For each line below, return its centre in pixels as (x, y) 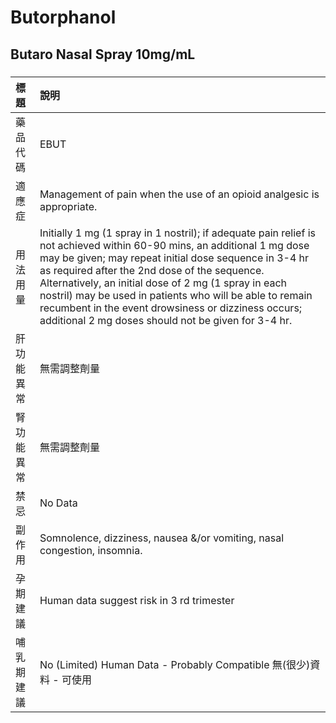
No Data (58, 503)
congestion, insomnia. (91, 550)
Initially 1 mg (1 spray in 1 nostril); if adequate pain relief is (177, 233)
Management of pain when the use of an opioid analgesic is (179, 194)
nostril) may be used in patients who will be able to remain (176, 295)
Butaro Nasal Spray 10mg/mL (103, 54)
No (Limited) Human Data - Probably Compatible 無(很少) (175, 664)
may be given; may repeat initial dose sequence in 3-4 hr (174, 258)
